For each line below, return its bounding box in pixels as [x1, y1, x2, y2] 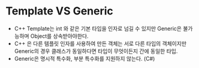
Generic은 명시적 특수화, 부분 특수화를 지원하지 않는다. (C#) [14, 55, 155, 62]
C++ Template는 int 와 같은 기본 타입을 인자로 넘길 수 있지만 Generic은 [14, 25, 182, 32]
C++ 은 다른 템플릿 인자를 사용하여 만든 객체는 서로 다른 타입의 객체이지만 [14, 40, 187, 47]
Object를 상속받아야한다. [30, 32, 89, 40]
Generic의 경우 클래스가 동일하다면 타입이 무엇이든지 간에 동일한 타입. [14, 47, 178, 55]
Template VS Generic [5, 4, 113, 18]
